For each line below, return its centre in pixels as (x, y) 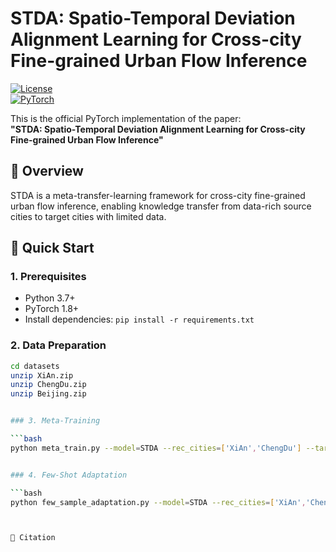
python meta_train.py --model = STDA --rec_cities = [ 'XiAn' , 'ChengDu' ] (156, 448)
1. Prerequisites (48, 277)
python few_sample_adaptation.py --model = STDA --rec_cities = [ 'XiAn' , (158, 502)
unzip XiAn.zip (42, 375)
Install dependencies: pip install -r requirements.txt (139, 319)
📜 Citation (33, 538)
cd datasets (35, 366)
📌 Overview (47, 171)
